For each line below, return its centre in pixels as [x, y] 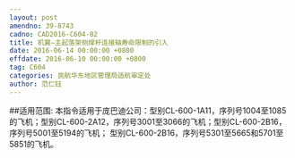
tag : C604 [28, 68]
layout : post [34, 17]
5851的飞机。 [34, 144]
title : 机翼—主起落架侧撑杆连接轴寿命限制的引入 [89, 42]
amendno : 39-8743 [42, 26]
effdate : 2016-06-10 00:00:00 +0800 [78, 59]
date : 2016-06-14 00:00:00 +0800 [72, 51]
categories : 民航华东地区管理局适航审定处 [80, 76]
